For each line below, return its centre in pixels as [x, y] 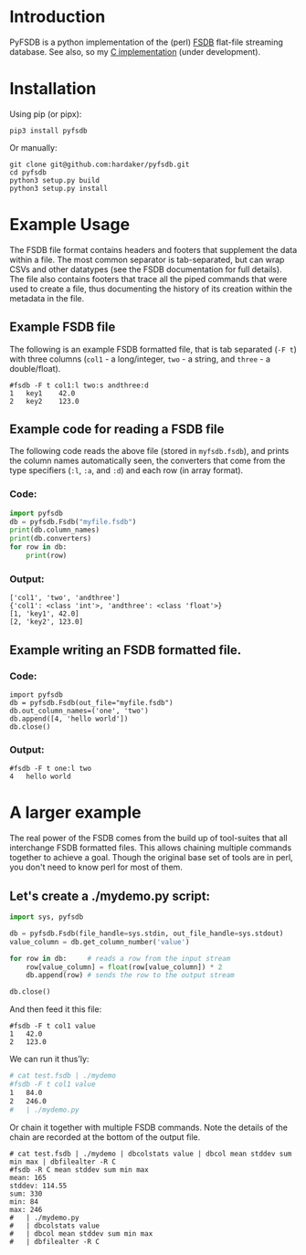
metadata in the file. [47, 298]
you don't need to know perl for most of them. [96, 867]
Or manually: [33, 147]
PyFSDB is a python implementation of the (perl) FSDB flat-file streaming [146, 42]
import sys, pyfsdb [47, 917]
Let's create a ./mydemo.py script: [110, 896]
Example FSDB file [63, 327]
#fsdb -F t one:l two [51, 769]
